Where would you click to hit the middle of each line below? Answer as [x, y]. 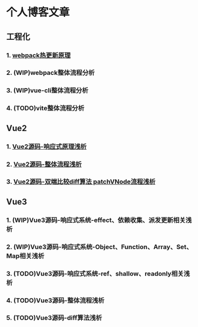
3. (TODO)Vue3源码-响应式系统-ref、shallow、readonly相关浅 [98, 273]
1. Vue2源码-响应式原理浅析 [47, 147]
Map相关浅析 [25, 256]
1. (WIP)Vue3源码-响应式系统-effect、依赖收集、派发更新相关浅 [99, 220]
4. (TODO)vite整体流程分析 [45, 108]
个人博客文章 [38, 12]
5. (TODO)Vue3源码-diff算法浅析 [54, 318]
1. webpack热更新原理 [39, 55]
